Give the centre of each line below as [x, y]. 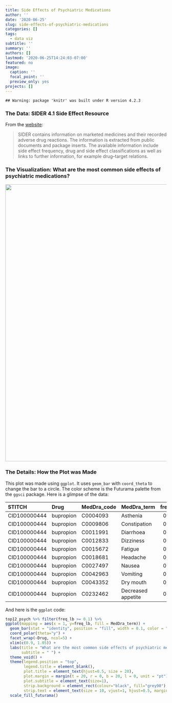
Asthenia [132, 515]
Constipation [136, 524]
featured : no [19, 63]
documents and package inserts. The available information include [88, 145]
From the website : [24, 124]
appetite [131, 597]
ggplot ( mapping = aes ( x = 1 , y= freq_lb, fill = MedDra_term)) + [75, 624]
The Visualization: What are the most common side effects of [83, 169]
